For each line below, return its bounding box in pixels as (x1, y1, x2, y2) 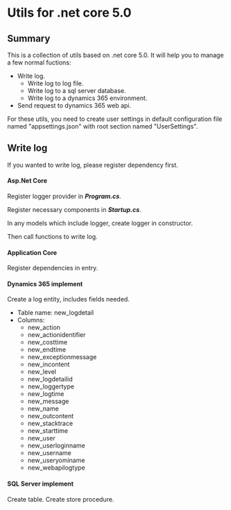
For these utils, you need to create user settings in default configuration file (7, 115, 223, 123)
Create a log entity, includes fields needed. (7, 295, 130, 304)
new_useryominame (27, 456, 85, 465)
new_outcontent (27, 412, 74, 420)
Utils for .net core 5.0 (7, 5, 132, 21)
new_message (27, 397, 69, 406)
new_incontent (27, 360, 70, 369)
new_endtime (27, 345, 67, 354)
